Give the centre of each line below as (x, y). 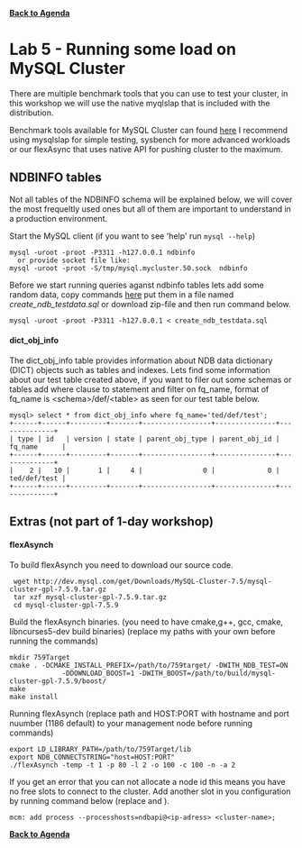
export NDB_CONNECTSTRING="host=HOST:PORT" (92, 757)
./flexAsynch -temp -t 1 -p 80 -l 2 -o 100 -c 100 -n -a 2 (123, 765)
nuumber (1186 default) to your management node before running (131, 723)
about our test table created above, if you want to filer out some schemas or (151, 379)
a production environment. (59, 218)
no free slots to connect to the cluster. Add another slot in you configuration (150, 791)
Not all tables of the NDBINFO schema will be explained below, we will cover (151, 199)
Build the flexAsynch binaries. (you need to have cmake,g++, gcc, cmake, (146, 622)
